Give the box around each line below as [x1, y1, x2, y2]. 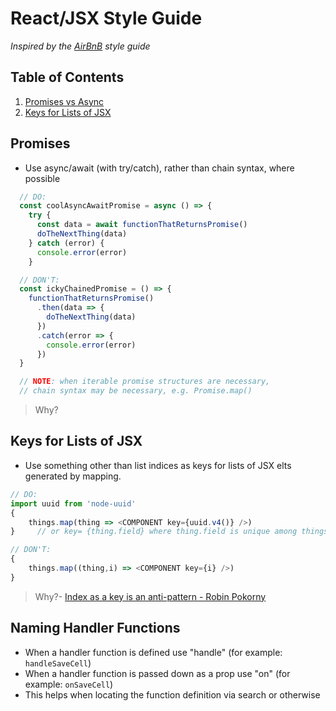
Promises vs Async [24, 95, 105, 107]
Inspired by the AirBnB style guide [10, 40, 151, 52]
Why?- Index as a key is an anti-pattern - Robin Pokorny [34, 590, 267, 602]
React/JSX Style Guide [10, 7, 203, 30]
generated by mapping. [24, 470, 122, 482]
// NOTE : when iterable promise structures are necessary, [19, 377, 271, 387]
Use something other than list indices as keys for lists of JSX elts [24, 459, 292, 471]
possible [24, 172, 61, 184]
